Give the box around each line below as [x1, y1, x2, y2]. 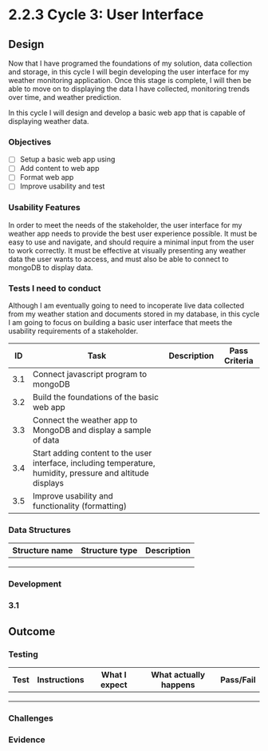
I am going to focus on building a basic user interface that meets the [8, 318, 233, 328]
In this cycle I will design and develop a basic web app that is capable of [8, 108, 246, 117]
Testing [8, 649, 38, 660]
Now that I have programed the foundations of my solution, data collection [8, 58, 253, 68]
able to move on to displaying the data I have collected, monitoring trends [8, 84, 250, 93]
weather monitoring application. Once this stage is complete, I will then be [8, 76, 252, 85]
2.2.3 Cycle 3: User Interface [8, 6, 204, 24]
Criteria [223, 356, 254, 367]
